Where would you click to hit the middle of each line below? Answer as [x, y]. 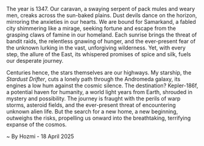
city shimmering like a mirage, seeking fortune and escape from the [91, 28]
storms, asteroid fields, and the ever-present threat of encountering [91, 105]
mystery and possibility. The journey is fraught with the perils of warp [93, 98]
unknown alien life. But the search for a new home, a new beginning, [92, 111]
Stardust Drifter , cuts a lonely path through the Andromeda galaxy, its [93, 79]
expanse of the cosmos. [37, 124]
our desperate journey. [35, 61]
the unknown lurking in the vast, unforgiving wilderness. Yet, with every [96, 48]
